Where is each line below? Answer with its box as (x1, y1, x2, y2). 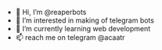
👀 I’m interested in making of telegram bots (15, 16, 155, 25)
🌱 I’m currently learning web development (15, 24, 151, 33)
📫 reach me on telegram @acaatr (15, 33, 125, 42)
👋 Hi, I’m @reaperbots (15, 8, 87, 16)
